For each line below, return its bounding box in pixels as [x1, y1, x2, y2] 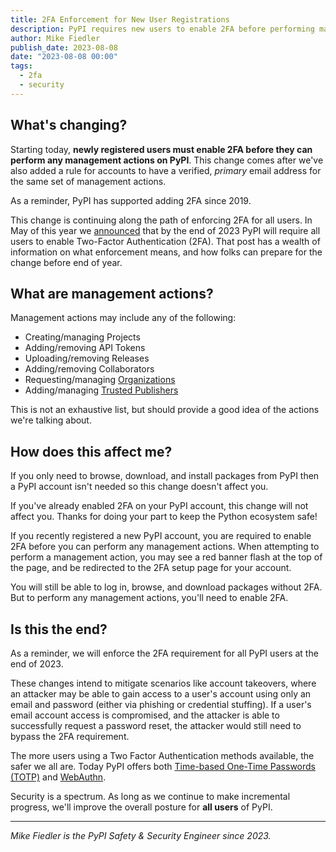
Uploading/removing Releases [24, 352, 150, 365]
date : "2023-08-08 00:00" [10, 52, 118, 62]
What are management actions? [10, 285, 214, 302]
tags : [10, 61, 33, 71]
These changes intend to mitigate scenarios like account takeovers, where [10, 677, 317, 689]
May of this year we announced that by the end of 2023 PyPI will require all [10, 224, 321, 236]
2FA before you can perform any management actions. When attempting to [10, 541, 320, 553]
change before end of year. [10, 256, 123, 268]
